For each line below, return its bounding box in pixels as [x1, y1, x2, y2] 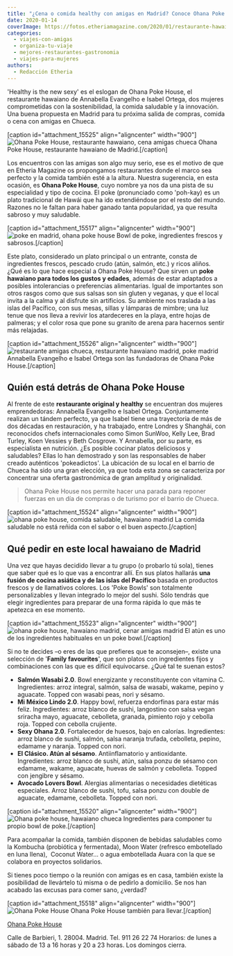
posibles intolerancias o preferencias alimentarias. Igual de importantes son [7, 281, 223, 290]
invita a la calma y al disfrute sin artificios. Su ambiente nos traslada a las [7, 296, 216, 304]
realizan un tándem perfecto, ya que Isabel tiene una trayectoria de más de [7, 415, 222, 423]
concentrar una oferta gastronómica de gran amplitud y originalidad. [7, 474, 203, 482]
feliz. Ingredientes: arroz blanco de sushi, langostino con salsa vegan [17, 705, 215, 714]
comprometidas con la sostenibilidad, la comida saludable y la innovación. [7, 102, 219, 110]
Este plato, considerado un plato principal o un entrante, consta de [7, 252, 198, 261]
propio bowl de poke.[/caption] [7, 822, 96, 830]
